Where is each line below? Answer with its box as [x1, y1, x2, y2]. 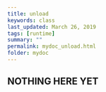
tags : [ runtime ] [7, 29, 55, 37]
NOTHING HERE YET [7, 75, 99, 88]
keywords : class [7, 17, 55, 24]
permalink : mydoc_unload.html [7, 43, 97, 50]
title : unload [7, 10, 49, 18]
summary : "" [7, 37, 42, 44]
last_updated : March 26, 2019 [7, 23, 97, 30]
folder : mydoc [7, 50, 49, 57]
